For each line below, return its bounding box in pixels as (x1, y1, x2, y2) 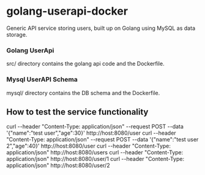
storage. (6, 30, 28, 38)
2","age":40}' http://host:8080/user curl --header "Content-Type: (6, 142, 171, 150)
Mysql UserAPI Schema (6, 75, 78, 84)
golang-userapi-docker (6, 4, 129, 18)
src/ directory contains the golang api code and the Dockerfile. (6, 60, 165, 68)
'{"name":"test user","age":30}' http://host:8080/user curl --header (6, 129, 176, 137)
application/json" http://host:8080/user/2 (6, 162, 110, 169)
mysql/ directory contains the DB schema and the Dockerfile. (6, 89, 160, 96)
